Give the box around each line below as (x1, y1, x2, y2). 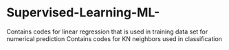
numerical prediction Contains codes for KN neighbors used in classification (6, 34, 223, 42)
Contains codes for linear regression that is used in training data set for (6, 27, 208, 36)
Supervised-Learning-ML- (6, 5, 160, 21)
